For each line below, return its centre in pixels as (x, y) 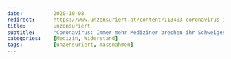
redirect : (21, 20)
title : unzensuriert (49, 26)
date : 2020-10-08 (46, 13)
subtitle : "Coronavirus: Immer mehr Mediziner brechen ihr (101, 32)
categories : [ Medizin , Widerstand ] (63, 39)
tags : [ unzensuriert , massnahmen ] (70, 45)
